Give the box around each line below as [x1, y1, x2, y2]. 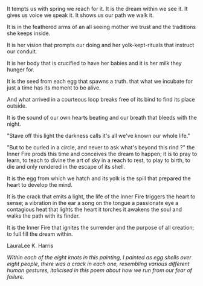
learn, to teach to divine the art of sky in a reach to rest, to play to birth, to [7, 157, 191, 164]
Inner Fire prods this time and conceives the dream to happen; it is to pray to [7, 151, 198, 157]
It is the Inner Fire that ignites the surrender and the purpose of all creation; [7, 224, 195, 231]
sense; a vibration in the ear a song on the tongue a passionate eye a [7, 200, 179, 206]
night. [7, 120, 22, 128]
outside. [7, 102, 27, 109]
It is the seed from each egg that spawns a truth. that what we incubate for [7, 78, 193, 85]
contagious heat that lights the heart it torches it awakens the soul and [7, 206, 182, 213]
